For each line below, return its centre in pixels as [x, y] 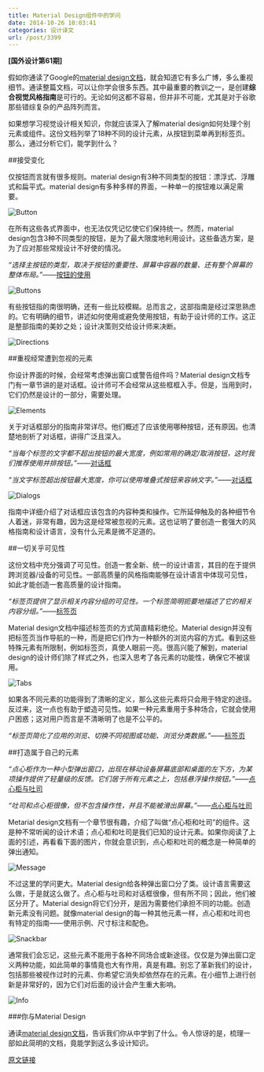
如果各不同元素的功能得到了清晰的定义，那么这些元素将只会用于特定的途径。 [132, 699]
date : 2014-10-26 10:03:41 [52, 23]
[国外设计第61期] [35, 61]
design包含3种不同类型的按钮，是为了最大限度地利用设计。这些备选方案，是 [132, 238]
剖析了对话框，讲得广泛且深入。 [73, 437]
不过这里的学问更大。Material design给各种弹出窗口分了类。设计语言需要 [126, 884]
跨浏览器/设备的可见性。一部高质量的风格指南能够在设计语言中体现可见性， [130, 575]
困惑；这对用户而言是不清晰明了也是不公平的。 [90, 719]
